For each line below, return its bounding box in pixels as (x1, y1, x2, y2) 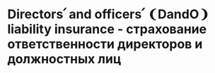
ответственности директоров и (7, 36, 203, 52)
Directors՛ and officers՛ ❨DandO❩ (7, 6, 210, 22)
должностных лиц (7, 51, 122, 67)
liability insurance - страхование (7, 21, 207, 37)
